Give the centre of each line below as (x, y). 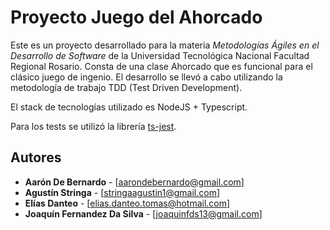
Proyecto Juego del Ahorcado (136, 17)
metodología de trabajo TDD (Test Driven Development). (126, 87)
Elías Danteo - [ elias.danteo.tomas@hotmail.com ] (127, 203)
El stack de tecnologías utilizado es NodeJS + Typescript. (129, 107)
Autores (36, 157)
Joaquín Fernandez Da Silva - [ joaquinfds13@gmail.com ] (143, 213)
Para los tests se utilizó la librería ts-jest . (93, 126)
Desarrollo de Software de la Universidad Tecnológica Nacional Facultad (160, 55)
